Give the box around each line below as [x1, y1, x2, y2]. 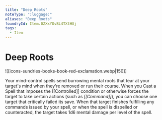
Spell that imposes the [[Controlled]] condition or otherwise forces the [5, 88, 149, 94]
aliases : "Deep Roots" [5, 16, 52, 21]
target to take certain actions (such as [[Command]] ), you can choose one [5, 93, 158, 99]
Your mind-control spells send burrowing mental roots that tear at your [5, 77, 150, 83]
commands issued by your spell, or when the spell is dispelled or [5, 104, 138, 110]
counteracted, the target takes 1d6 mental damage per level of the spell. [5, 109, 153, 115]
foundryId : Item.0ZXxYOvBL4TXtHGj [5, 21, 77, 26]
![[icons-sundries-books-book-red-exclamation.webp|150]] [5, 68, 127, 74]
